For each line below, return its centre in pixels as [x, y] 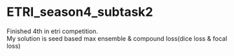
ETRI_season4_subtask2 [80, 12]
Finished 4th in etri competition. [53, 31]
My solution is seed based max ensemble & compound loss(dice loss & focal [117, 38]
